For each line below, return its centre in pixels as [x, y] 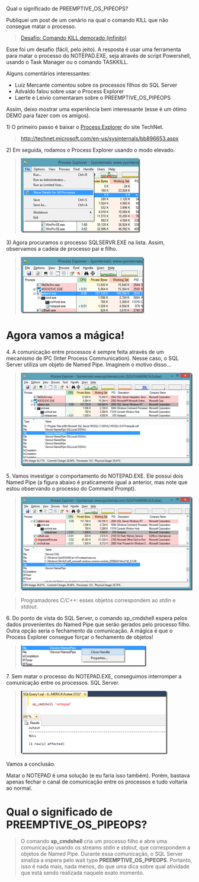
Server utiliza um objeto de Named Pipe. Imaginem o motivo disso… [89, 364]
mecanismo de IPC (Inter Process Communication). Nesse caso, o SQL [92, 358]
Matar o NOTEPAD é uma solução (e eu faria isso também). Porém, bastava [98, 775]
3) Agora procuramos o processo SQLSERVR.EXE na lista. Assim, [86, 242]
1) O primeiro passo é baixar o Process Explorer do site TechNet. [85, 127]
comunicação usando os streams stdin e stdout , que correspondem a [105, 847]
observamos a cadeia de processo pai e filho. [62, 249]
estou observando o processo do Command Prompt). [71, 488]
